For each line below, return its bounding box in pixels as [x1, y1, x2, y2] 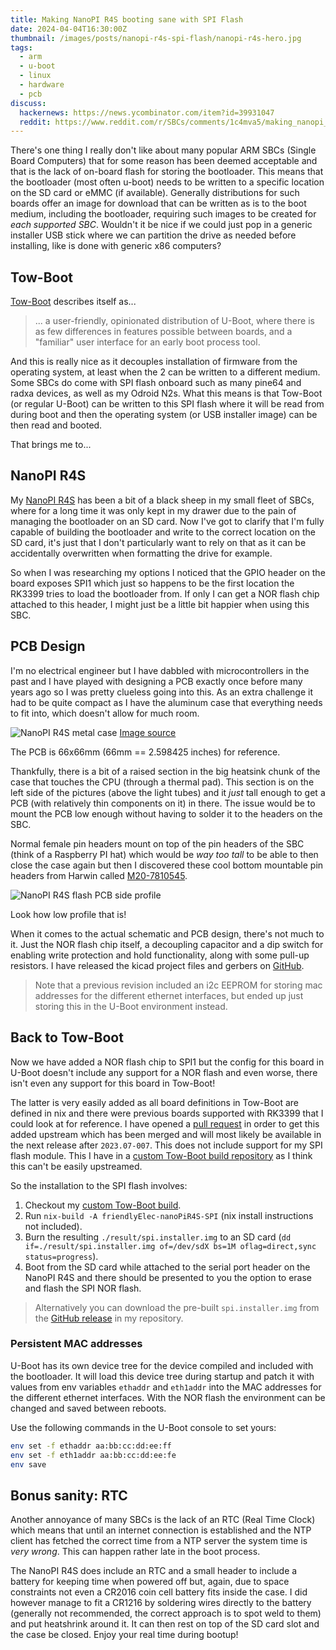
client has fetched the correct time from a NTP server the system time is [10, 1535, 308, 1547]
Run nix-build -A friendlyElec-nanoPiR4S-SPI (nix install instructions [24, 1209, 314, 1221]
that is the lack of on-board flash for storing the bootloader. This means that [10, 166, 324, 178]
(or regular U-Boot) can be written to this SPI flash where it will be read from [10, 398, 325, 410]
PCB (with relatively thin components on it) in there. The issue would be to [10, 797, 316, 809]
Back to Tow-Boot [10, 1029, 124, 1046]
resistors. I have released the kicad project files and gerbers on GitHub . [10, 959, 305, 971]
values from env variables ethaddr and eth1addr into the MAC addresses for [10, 1381, 322, 1393]
